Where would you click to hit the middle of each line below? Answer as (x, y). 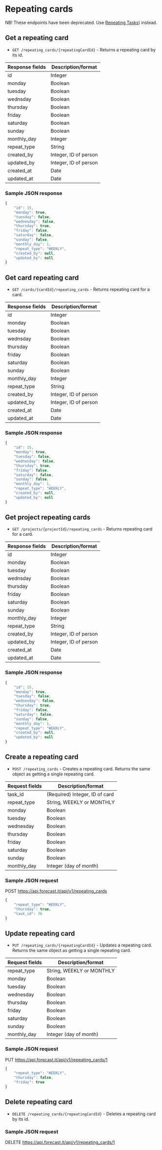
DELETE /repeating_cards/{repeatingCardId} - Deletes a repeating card (84, 1114)
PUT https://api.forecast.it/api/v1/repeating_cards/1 (56, 1060)
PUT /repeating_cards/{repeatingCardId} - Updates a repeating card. (82, 945)
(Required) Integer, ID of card (80, 794)
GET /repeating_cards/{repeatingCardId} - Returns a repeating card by (84, 49)
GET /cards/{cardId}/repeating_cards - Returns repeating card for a (81, 289)
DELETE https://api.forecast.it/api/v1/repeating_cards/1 (60, 1142)
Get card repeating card (42, 277)
